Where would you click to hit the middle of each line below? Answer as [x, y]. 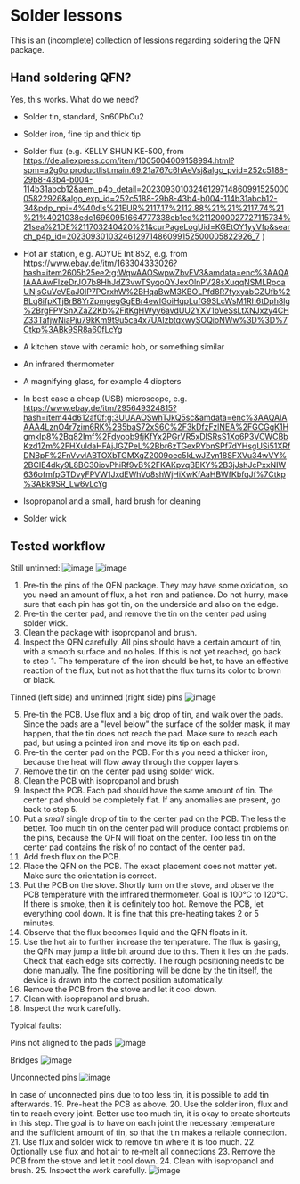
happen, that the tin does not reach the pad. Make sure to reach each [150, 733]
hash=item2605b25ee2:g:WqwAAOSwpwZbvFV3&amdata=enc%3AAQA [156, 272]
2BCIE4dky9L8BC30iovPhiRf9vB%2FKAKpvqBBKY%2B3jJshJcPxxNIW [154, 465]
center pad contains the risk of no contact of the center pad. [134, 847]
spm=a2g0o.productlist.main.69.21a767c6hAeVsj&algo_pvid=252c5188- [155, 169]
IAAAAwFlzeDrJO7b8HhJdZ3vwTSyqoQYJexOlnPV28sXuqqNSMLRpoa [154, 282]
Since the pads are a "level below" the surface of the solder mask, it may [157, 724]
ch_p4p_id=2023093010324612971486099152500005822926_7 [142, 236]
